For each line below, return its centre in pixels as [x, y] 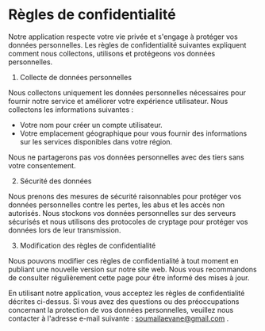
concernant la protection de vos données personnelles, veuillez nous [121, 310]
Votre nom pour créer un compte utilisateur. [91, 125]
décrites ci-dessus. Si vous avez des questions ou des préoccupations [124, 301]
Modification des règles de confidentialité [88, 245]
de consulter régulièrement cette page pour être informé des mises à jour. [129, 277]
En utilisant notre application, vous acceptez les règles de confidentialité [127, 293]
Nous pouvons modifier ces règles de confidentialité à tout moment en [123, 260]
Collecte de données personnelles [76, 77]
